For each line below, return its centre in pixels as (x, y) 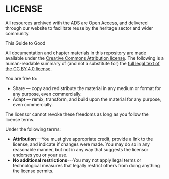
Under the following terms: (33, 129)
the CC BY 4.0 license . (29, 69)
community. (17, 33)
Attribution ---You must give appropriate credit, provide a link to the (83, 139)
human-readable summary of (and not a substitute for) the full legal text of (82, 63)
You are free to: (21, 78)
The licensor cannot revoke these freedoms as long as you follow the (77, 114)
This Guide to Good (25, 43)
